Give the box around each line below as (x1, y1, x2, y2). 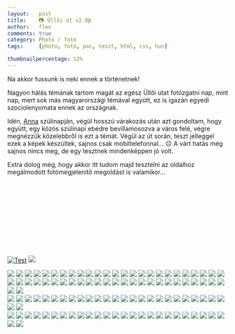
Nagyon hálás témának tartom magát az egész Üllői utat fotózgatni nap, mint (7, 88, 229, 97)
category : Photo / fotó (7, 36, 77, 44)
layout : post (7, 10, 52, 18)
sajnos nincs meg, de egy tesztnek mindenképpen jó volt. (7, 147, 174, 155)
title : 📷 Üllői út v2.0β (7, 17, 92, 24)
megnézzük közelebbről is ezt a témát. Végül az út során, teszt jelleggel (7, 131, 215, 140)
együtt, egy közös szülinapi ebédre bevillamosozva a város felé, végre (7, 124, 210, 133)
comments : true (7, 29, 52, 37)
